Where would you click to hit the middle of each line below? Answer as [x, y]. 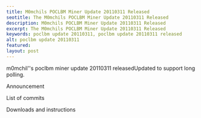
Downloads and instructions [41, 110]
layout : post [23, 51]
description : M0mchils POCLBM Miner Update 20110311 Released [86, 23]
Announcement [25, 86]
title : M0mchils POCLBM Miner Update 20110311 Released [78, 12]
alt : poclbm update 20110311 [43, 40]
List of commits [25, 98]
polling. [16, 74]
